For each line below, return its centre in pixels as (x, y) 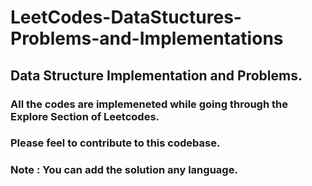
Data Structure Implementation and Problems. (156, 75)
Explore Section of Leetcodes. (85, 116)
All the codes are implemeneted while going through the (149, 104)
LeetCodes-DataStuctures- (126, 17)
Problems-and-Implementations (147, 38)
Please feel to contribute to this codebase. (115, 143)
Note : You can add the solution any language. (124, 170)
